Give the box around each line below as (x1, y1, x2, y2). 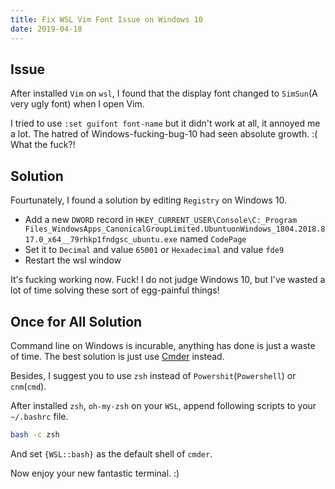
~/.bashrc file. (10, 410, 69, 422)
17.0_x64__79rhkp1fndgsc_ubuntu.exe (24, 235, 178, 245)
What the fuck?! (10, 139, 76, 151)
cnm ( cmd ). (10, 380, 47, 392)
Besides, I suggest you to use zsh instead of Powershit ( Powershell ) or (10, 369, 297, 381)
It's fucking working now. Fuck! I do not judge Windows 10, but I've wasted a (10, 274, 326, 286)
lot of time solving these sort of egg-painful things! (10, 284, 220, 296)
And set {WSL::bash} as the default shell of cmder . (10, 447, 213, 460)
